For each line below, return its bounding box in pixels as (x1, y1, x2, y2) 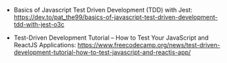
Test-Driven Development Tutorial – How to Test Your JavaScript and (13, 34, 209, 42)
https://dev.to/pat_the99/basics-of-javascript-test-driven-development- (13, 13, 218, 21)
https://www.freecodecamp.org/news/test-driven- (77, 41, 220, 49)
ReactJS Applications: (13, 41, 76, 49)
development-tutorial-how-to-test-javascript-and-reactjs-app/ (13, 48, 191, 56)
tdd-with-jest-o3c (13, 21, 65, 28)
